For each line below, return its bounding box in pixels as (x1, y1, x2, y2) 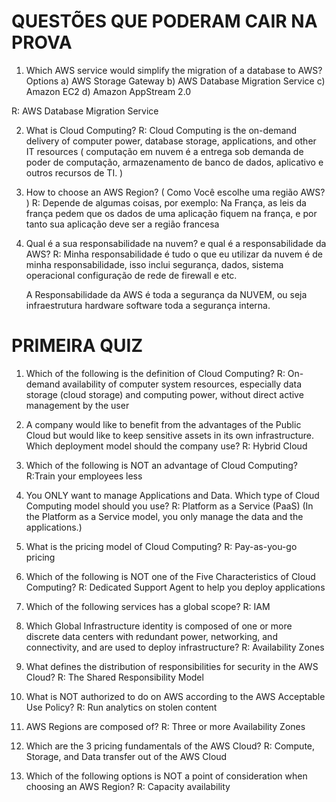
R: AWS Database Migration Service (11, 105, 159, 117)
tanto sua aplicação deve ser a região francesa (25, 218, 220, 230)
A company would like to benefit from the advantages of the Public (25, 418, 302, 430)
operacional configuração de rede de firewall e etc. (25, 269, 238, 281)
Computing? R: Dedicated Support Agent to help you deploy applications (25, 581, 326, 593)
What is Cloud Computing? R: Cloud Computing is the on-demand (25, 124, 298, 136)
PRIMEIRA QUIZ (11, 335, 143, 357)
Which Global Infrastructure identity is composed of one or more (25, 620, 293, 632)
